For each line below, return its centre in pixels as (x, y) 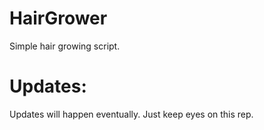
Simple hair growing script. (65, 46)
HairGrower (58, 18)
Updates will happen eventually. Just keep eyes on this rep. (131, 114)
